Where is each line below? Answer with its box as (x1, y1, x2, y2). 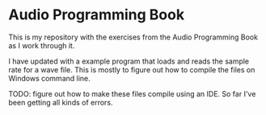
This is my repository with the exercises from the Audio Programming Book (8, 32, 259, 42)
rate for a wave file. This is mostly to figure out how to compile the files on (8, 64, 255, 74)
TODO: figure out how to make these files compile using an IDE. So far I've (8, 88, 256, 98)
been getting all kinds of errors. (8, 97, 113, 107)
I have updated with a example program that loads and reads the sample (8, 56, 250, 66)
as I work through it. (8, 40, 75, 50)
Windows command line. (8, 73, 91, 83)
